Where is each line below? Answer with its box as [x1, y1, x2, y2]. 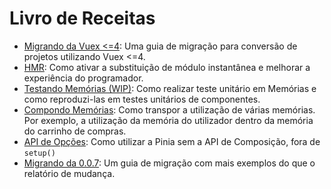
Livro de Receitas [9, 7, 156, 30]
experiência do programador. [23, 72, 144, 84]
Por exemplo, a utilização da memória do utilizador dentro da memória [23, 114, 314, 126]
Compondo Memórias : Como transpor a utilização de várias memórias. [23, 103, 316, 116]
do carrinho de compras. [23, 125, 127, 137]
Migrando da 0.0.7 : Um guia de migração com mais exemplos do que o [23, 157, 316, 169]
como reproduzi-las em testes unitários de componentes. [23, 93, 261, 105]
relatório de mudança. [23, 167, 116, 179]
